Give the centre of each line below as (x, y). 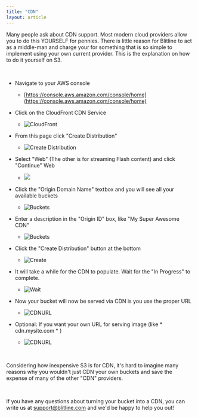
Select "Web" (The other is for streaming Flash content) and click (95, 159)
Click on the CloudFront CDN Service (60, 112)
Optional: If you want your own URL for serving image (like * (89, 324)
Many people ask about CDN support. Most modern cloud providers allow (97, 34)
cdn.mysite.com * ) (38, 330)
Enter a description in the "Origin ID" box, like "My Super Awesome (97, 218)
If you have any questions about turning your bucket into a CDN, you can (96, 401)
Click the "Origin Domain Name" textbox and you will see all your (95, 189)
